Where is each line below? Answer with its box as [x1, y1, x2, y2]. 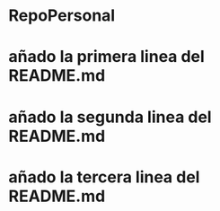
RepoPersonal [8, 5, 116, 26]
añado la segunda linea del [8, 107, 212, 127]
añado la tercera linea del [8, 167, 200, 187]
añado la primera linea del [8, 47, 206, 67]
